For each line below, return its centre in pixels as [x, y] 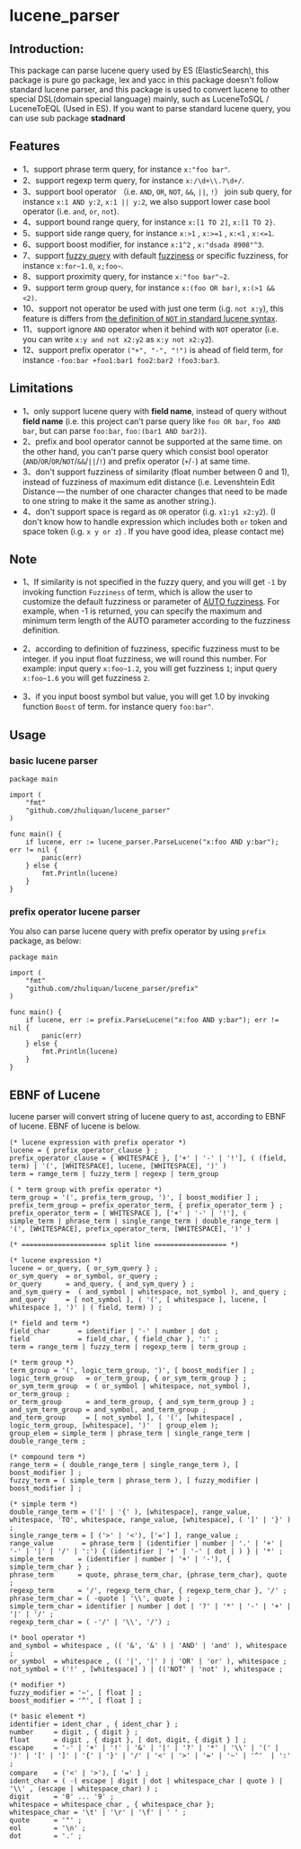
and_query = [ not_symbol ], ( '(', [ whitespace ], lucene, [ [138, 1300]
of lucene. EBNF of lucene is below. [75, 1126]
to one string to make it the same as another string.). [120, 500]
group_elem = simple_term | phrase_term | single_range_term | [130, 1434]
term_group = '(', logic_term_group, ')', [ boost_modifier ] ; [132, 1371]
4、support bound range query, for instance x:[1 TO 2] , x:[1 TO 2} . [149, 222]
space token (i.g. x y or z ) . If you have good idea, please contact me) [153, 531]
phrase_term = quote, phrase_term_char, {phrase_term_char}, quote [148, 1575]
